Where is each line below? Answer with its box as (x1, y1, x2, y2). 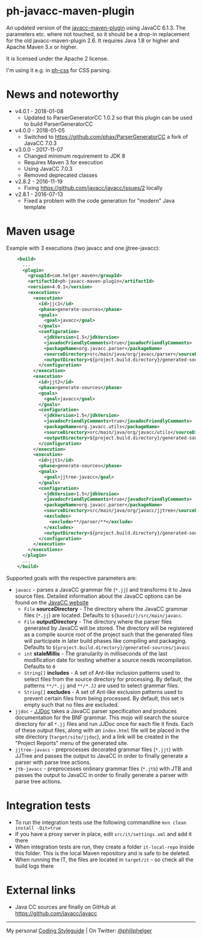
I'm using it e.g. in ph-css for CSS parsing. (6, 66, 111, 73)
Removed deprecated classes (23, 171, 98, 179)
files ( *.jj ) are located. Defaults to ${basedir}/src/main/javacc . (23, 612, 183, 619)
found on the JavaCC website (14, 598, 89, 606)
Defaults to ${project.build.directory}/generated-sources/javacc (23, 644, 191, 651)
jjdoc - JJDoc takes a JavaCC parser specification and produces (14, 707, 177, 714)
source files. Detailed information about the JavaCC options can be (14, 592, 182, 600)
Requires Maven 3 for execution (23, 158, 103, 166)
